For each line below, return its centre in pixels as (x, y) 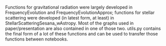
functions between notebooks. (37, 39)
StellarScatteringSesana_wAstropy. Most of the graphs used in (69, 23)
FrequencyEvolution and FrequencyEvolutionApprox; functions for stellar (80, 12)
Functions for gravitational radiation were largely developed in (69, 7)
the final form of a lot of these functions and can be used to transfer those (82, 34)
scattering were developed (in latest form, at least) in (59, 18)
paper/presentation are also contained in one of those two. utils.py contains (83, 28)
